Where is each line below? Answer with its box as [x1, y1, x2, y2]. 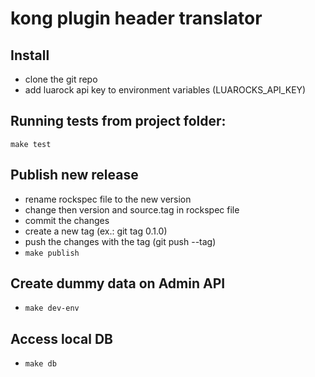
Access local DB [10, 330, 113, 347]
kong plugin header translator [10, 7, 263, 30]
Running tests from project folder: [10, 113, 227, 130]
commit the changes [24, 214, 110, 226]
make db [24, 359, 57, 369]
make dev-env [24, 303, 80, 314]
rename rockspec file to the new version [24, 193, 192, 205]
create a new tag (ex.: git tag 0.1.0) [24, 225, 168, 237]
